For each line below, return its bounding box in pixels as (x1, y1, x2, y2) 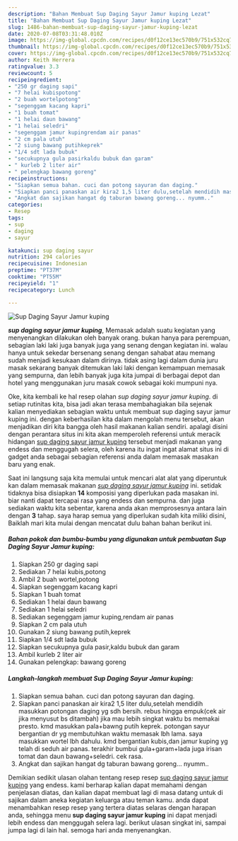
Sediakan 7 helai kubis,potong (18, 568, 107, 576)
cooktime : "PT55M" (8, 273, 62, 280)
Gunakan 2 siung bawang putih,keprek (18, 628, 131, 636)
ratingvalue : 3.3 (8, 63, 59, 70)
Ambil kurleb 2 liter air (18, 651, 83, 659)
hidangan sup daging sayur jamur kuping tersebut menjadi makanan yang (8, 437, 222, 446)
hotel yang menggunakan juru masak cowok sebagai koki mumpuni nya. (8, 378, 218, 387)
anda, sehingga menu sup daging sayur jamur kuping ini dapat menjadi (8, 811, 218, 820)
